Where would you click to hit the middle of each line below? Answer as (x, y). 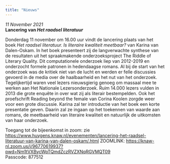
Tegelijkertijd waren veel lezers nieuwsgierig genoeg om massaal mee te (81, 83)
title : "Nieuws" (22, 10)
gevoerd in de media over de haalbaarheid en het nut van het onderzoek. (81, 77)
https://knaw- (140, 141)
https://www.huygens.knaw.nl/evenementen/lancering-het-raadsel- (76, 135)
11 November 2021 (24, 24)
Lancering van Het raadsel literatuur (44, 30)
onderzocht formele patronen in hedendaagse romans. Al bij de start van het (85, 66)
